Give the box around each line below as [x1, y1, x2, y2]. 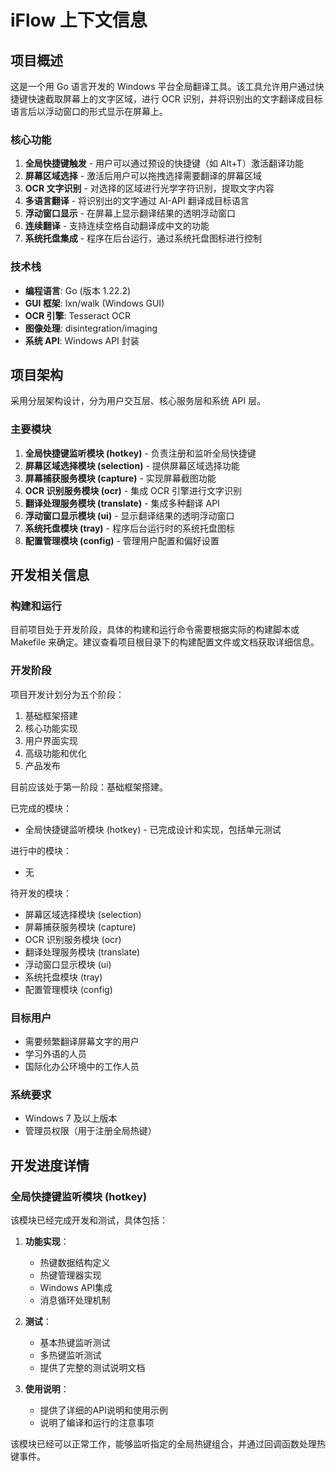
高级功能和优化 [24, 747, 87, 759]
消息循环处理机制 [39, 1294, 111, 1306]
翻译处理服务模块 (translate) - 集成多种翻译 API [24, 497, 220, 509]
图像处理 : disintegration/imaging [24, 322, 158, 334]
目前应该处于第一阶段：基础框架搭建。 [10, 781, 168, 793]
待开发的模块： [10, 887, 72, 899]
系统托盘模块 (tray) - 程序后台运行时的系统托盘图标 [24, 522, 235, 534]
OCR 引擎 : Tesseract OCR [24, 309, 132, 321]
